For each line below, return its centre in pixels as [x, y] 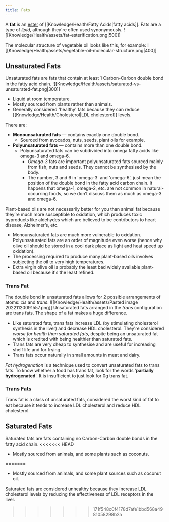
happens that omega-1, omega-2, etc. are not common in [87, 188]
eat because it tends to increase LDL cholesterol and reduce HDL [73, 405]
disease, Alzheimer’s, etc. [32, 225]
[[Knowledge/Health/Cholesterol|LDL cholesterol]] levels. [72, 115]
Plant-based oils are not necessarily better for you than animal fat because [83, 209]
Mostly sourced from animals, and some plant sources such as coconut [87, 473]
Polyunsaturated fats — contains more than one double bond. [77, 145]
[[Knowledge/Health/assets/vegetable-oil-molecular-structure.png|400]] [81, 50]
